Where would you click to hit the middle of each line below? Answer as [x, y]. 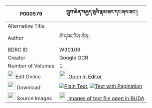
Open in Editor [85, 77]
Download [29, 87]
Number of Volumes [31, 66]
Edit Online [28, 77]
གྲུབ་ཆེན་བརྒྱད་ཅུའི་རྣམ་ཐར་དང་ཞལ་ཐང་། [102, 12]
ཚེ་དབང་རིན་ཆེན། [74, 36]
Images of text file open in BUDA [106, 98]
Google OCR [74, 58]
